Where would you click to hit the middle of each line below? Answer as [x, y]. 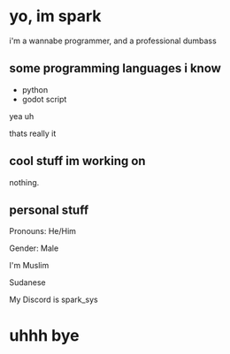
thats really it [33, 133]
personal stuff [49, 210]
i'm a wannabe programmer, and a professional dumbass [113, 41]
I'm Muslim [29, 266]
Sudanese [27, 282]
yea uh [22, 116]
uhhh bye [44, 335]
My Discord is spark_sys [54, 300]
